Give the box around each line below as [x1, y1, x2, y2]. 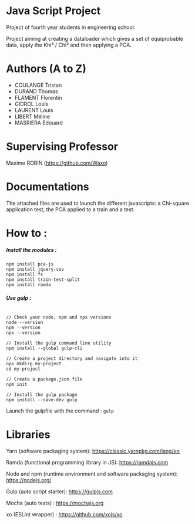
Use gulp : [6, 294, 31, 302]
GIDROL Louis [14, 100, 49, 107]
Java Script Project [6, 4, 101, 18]
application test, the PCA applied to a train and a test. [6, 205, 135, 213]
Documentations [6, 180, 89, 193]
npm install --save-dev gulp [6, 397, 78, 402]
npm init [6, 381, 28, 387]
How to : [6, 226, 48, 240]
